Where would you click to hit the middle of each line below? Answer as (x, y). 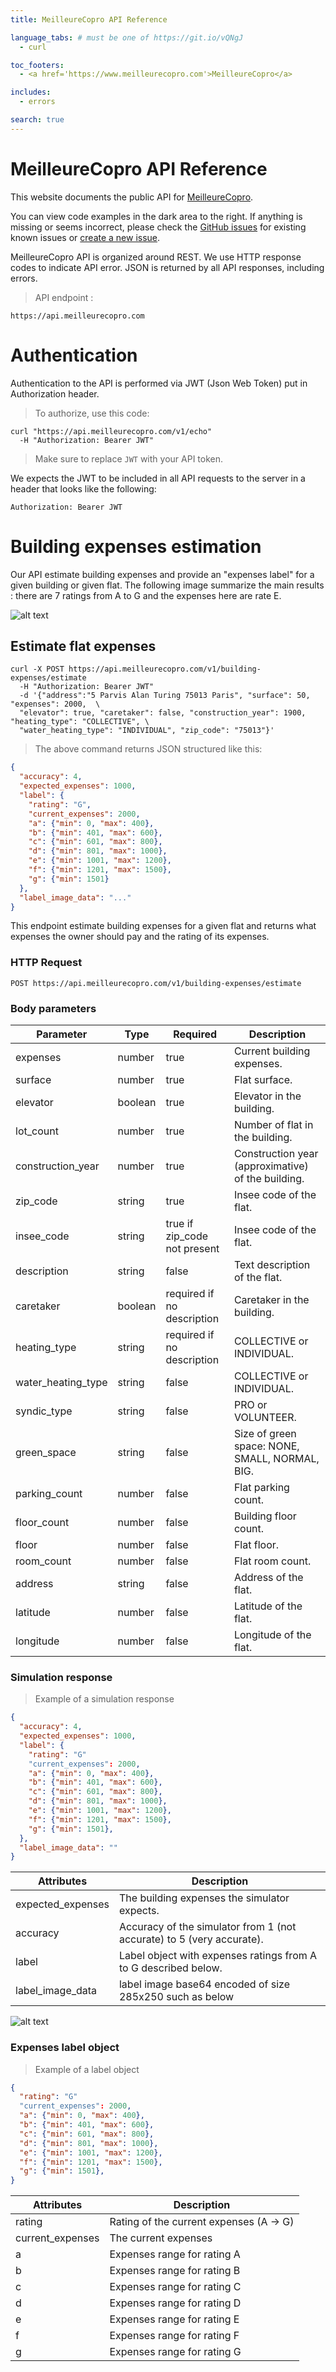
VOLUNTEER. (265, 1417)
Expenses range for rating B (175, 2271)
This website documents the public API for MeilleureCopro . (132, 197)
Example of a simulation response (104, 1699)
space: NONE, (266, 1446)
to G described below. (170, 1968)
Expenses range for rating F (174, 2336)
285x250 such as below (176, 1997)
